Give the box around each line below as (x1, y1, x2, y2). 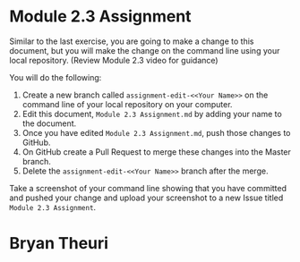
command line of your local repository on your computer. (21, 98, 233, 109)
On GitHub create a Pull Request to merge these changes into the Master (21, 146, 291, 157)
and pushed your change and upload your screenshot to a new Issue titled (9, 192, 284, 203)
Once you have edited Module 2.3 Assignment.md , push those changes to (21, 127, 291, 138)
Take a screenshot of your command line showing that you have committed (9, 182, 287, 193)
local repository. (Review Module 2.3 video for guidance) (9, 55, 219, 65)
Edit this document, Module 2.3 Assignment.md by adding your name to (21, 108, 282, 119)
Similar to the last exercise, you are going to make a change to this (9, 36, 254, 46)
